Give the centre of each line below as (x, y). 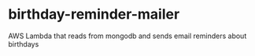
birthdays (24, 44)
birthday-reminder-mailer (94, 14)
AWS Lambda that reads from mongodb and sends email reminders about (128, 36)
